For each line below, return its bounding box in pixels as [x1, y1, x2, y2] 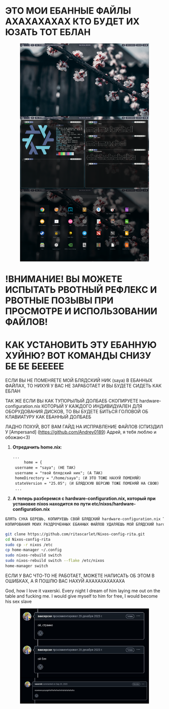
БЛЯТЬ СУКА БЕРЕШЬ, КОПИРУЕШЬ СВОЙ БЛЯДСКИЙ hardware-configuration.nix [5, 517, 161, 522]
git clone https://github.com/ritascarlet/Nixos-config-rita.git [5, 532, 145, 537]
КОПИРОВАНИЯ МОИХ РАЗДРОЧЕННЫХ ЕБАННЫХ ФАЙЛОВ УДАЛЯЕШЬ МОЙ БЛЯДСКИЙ [5, 522, 154, 527]
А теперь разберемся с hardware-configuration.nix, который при [12, 495, 156, 501]
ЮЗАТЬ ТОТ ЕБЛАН [5, 27, 91, 38]
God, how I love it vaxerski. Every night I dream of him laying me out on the [5, 588, 160, 594]
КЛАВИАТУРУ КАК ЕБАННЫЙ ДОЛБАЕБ [5, 414, 92, 420]
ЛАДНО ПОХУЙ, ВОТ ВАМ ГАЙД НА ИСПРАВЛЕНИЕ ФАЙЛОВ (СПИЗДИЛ [5, 423, 163, 429]
